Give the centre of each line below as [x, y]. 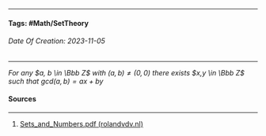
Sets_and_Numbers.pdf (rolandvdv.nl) [82, 124]
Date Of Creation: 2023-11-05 [57, 41]
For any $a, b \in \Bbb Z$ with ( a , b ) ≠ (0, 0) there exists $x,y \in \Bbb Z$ [127, 72]
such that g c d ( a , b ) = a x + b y [56, 81]
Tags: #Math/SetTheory [49, 23]
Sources [23, 99]
